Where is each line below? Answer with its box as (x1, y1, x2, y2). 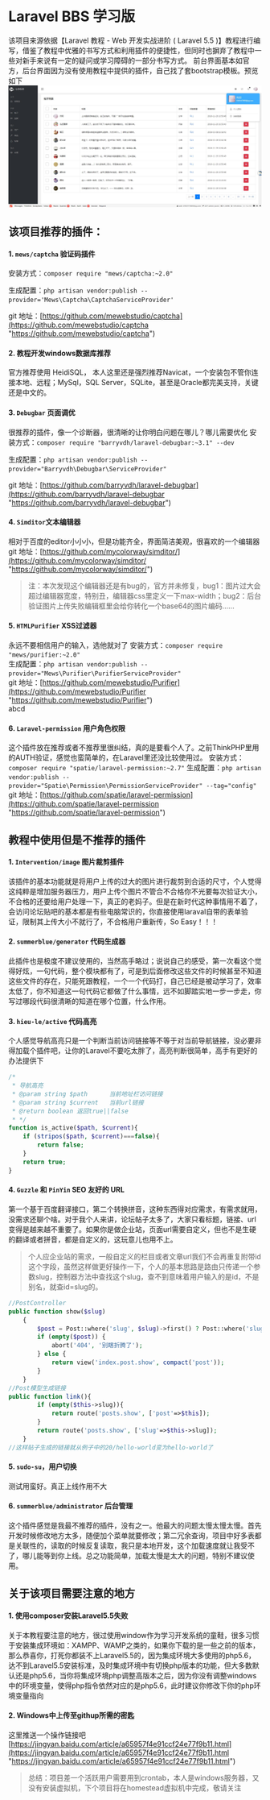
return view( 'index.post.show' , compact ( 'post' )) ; (51, 1358, 225, 1367)
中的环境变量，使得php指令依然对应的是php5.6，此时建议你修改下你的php (8, 1681, 255, 1690)
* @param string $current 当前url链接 (11, 1098, 145, 1106)
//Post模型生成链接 (8, 1383, 67, 1392)
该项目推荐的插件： (8, 225, 104, 238)
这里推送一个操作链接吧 (8, 1730, 86, 1740)
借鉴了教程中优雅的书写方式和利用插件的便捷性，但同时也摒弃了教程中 (22, 45, 255, 55)
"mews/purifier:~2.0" (8, 651, 81, 659)
